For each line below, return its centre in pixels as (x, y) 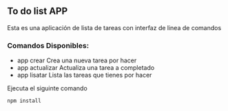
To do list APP (38, 11)
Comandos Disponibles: (48, 45)
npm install (24, 101)
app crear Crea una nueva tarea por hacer (77, 60)
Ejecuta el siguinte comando (47, 88)
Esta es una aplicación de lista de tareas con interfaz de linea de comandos (114, 27)
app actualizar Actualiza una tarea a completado (86, 68)
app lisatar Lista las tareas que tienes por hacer (84, 75)
